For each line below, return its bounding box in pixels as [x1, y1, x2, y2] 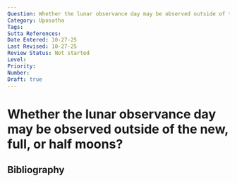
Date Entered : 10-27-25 [7, 37, 78, 44]
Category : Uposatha [7, 17, 65, 24]
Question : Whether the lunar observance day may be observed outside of [7, 10, 226, 18]
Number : [7, 69, 30, 76]
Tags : [7, 23, 23, 30]
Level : [7, 56, 27, 63]
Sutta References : [7, 30, 61, 37]
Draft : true [7, 75, 42, 83]
